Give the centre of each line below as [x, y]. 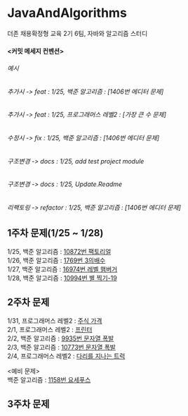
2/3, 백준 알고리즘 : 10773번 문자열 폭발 [61, 347]
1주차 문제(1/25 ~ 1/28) [55, 233]
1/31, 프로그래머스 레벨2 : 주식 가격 [55, 320]
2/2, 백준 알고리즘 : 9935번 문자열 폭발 [61, 338]
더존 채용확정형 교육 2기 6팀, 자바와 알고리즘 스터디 [78, 33]
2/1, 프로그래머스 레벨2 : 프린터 [50, 329]
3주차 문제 [28, 404]
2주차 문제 [28, 302]
